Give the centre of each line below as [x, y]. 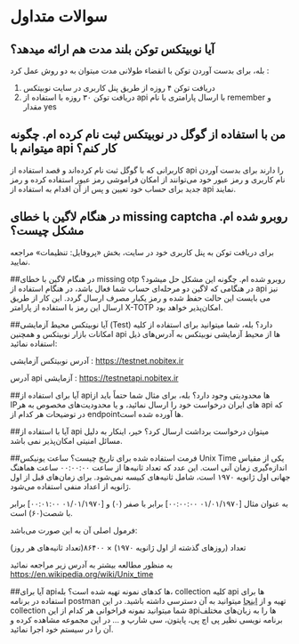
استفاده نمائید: [34, 343]
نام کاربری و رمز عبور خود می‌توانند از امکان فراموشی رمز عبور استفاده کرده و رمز [148, 179]
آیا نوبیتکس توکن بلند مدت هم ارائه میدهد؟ [113, 49]
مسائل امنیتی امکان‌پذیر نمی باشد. [66, 440]
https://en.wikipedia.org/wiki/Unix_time [82, 574]
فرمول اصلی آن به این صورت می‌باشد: [74, 530]
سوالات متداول [59, 16]
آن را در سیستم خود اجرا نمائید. [62, 629]
